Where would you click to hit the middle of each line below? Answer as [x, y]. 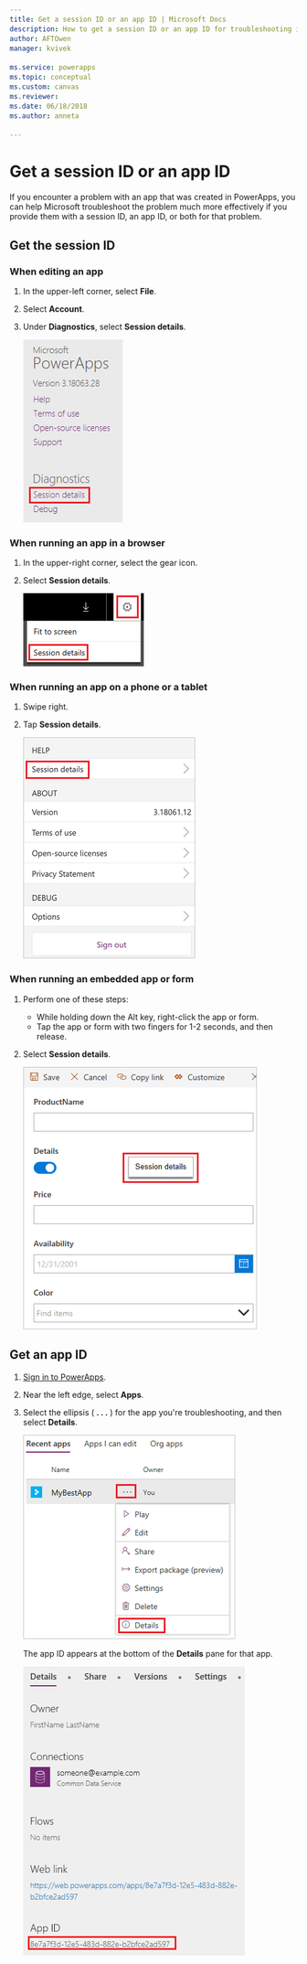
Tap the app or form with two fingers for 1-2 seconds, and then [155, 1026]
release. [51, 1036]
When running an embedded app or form [102, 979]
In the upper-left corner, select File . [90, 291]
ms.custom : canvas [44, 87]
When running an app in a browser [88, 542]
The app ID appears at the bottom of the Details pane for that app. [148, 1653]
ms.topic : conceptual [51, 78]
